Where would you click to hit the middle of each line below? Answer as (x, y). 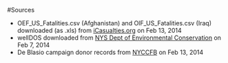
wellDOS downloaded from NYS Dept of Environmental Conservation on (119, 38)
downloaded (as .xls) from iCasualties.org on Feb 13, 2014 (100, 30)
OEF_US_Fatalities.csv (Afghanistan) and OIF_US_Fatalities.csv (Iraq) (114, 23)
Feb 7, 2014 (33, 45)
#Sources (21, 10)
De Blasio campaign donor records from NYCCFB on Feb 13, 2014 (110, 52)
